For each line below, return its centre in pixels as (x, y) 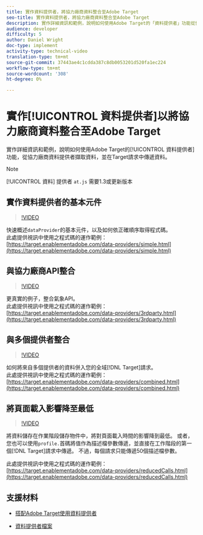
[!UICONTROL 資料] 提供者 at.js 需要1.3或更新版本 (69, 181)
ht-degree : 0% (24, 79)
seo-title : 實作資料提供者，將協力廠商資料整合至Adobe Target (78, 18)
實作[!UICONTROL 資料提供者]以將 (92, 116)
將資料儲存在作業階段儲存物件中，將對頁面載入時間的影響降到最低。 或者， (100, 436)
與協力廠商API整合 (41, 271)
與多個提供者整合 (38, 340)
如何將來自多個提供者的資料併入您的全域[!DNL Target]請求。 (81, 367)
